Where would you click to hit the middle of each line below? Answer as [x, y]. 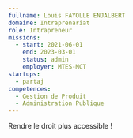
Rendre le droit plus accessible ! [61, 126]
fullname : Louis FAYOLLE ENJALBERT [67, 15]
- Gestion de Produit [51, 96]
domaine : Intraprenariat [49, 23]
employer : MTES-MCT [55, 67]
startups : [25, 74]
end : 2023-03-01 [49, 52]
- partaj [30, 81]
